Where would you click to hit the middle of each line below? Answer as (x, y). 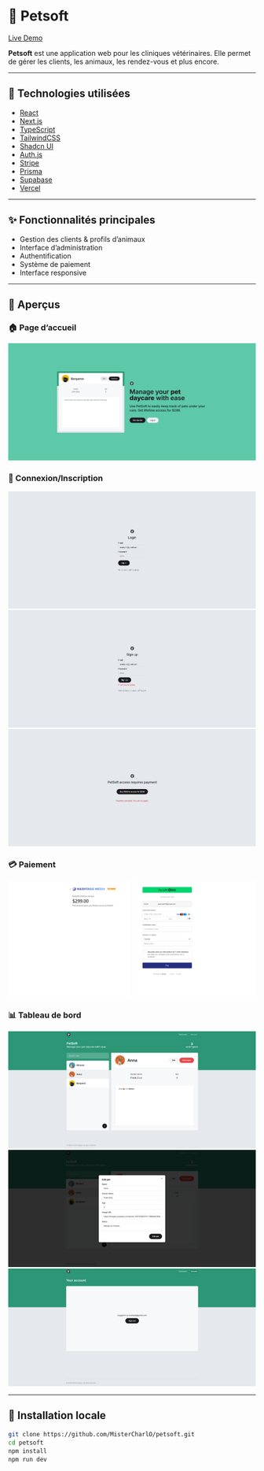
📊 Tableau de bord (45, 1015)
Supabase (36, 180)
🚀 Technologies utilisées (70, 94)
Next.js (31, 120)
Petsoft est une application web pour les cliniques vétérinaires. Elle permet (130, 53)
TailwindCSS (40, 138)
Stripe (29, 163)
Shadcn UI (36, 146)
